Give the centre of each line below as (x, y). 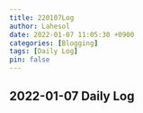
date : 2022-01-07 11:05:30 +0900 (72, 34)
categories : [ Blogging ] (54, 43)
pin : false (30, 60)
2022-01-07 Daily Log (72, 96)
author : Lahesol (40, 26)
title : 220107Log (42, 18)
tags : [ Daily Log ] (44, 52)
